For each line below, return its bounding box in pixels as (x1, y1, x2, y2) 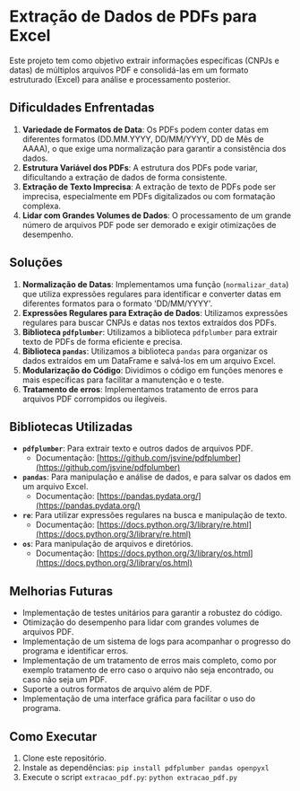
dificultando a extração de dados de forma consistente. (21, 171, 227, 182)
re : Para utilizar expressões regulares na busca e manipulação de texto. (21, 510, 287, 521)
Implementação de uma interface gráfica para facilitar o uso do (21, 693, 256, 704)
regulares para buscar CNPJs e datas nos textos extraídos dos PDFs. (21, 317, 278, 328)
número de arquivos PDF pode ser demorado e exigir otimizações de (21, 219, 277, 230)
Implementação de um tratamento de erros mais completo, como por (21, 655, 278, 666)
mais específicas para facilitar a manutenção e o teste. (21, 374, 225, 385)
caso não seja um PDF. (21, 674, 107, 685)
